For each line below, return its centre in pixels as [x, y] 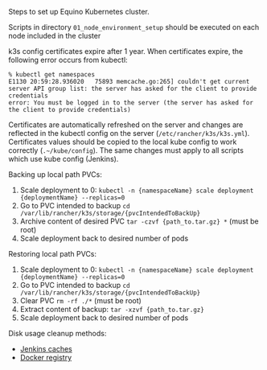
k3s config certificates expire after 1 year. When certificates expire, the [126, 51]
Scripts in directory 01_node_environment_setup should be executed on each [134, 27]
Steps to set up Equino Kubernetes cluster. [79, 12]
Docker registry [46, 358]
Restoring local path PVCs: [53, 254]
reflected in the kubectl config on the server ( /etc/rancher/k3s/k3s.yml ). [129, 133]
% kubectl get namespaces [51, 75]
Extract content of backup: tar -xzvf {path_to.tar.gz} [112, 309]
